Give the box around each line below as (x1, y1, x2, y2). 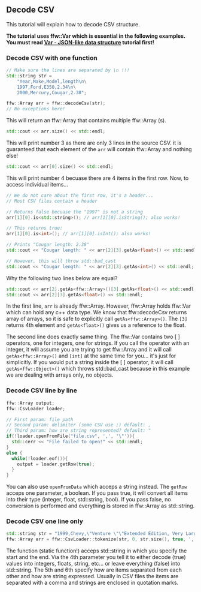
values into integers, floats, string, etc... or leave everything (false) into (6, 560, 181, 567)
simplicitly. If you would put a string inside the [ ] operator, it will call (6, 359, 173, 366)
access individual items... (6, 181, 69, 188)
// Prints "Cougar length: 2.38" (6, 242, 90, 248)
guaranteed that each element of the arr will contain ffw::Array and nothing (6, 146, 193, 153)
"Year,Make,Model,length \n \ (17, 78, 87, 85)
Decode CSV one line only (6, 517, 84, 525)
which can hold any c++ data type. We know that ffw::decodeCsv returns (6, 309, 187, 316)
